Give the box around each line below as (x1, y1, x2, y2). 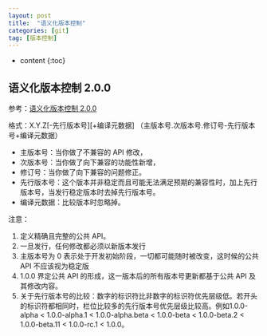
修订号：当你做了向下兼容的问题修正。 (19, 168, 146, 177)
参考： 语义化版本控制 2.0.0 (8, 104, 97, 113)
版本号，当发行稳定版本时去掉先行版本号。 (19, 188, 160, 197)
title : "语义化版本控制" (8, 19, 86, 27)
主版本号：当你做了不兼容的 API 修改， (19, 148, 147, 157)
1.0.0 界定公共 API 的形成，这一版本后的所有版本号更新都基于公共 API (19, 271, 247, 281)
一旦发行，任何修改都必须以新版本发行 (19, 241, 146, 251)
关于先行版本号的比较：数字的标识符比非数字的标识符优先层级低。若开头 (19, 291, 257, 301)
